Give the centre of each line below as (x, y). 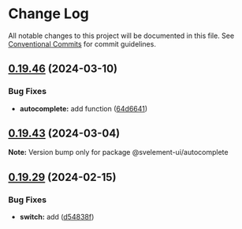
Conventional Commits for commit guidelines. (82, 43)
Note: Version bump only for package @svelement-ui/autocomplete (118, 152)
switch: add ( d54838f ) (57, 217)
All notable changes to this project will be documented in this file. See (121, 36)
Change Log (48, 14)
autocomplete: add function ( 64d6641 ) (84, 108)
